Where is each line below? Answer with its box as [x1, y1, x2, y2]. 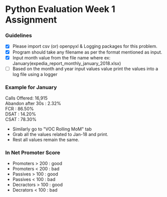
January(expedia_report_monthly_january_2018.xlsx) [12, 60, 121, 66]
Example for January [5, 83, 57, 90]
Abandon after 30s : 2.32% [5, 100, 61, 106]
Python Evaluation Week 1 [5, 3, 115, 15]
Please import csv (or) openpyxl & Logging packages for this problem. [12, 43, 157, 49]
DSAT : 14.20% [5, 111, 36, 117]
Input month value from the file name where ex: [12, 54, 111, 60]
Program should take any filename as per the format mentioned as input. [12, 49, 162, 55]
